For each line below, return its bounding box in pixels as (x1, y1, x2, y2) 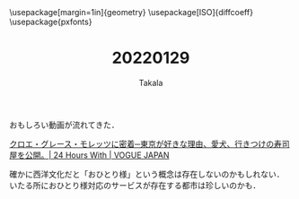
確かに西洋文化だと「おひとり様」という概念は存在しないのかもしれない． (9, 169, 285, 179)
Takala (138, 77, 163, 88)
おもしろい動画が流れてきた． (9, 119, 119, 130)
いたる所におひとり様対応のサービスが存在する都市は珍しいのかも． (9, 179, 261, 190)
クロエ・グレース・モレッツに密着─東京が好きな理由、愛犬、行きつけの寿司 (9, 138, 290, 149)
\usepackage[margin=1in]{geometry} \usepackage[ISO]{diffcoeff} (9, 7, 254, 17)
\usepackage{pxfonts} (9, 16, 92, 27)
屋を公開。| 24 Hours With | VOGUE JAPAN (9, 150, 170, 160)
